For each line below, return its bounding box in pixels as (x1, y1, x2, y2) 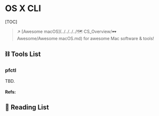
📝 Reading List (5, 103, 49, 111)
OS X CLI (5, 3, 41, 14)
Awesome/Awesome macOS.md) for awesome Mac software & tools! (16, 35, 154, 41)
